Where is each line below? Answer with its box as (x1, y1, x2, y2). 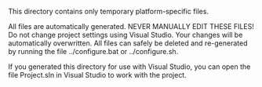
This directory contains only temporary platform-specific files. (8, 7, 209, 16)
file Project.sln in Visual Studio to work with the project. (8, 71, 187, 79)
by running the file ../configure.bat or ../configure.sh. (8, 47, 179, 56)
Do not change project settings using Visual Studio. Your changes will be (8, 31, 243, 39)
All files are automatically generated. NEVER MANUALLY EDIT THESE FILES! (8, 22, 255, 31)
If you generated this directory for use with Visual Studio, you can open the (8, 62, 251, 71)
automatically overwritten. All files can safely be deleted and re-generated (8, 38, 249, 48)
